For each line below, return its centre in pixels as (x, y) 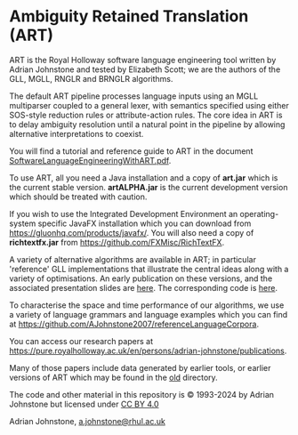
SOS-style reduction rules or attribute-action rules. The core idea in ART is (146, 115)
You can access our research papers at (81, 341)
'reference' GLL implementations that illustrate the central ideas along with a (149, 269)
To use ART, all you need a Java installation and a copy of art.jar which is (144, 177)
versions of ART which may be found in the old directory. (113, 377)
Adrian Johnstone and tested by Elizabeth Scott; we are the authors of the (145, 69)
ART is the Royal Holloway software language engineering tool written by (143, 60)
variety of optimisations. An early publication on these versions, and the (141, 278)
